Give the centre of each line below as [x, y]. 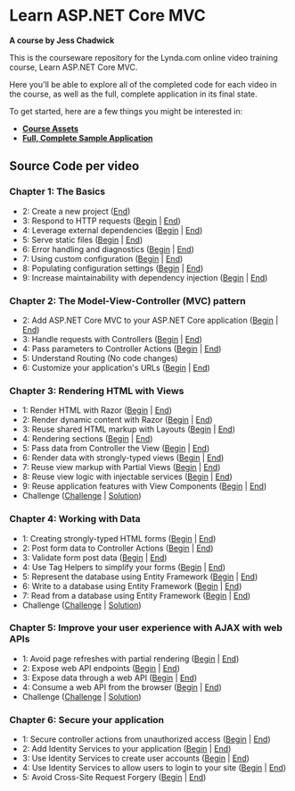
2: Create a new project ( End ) [76, 211]
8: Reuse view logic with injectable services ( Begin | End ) [127, 477]
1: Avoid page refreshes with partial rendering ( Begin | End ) [131, 659]
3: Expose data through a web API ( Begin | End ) [110, 677]
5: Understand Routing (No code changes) [100, 358]
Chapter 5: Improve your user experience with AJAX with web [146, 628]
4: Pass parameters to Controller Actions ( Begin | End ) [122, 349]
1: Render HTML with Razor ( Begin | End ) [97, 410]
